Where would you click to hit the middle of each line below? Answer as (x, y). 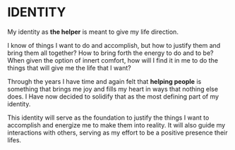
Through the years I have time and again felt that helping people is (104, 81)
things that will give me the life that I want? (70, 68)
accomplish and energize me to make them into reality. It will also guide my (116, 125)
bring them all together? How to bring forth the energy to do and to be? (110, 53)
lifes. (14, 140)
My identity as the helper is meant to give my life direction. (93, 32)
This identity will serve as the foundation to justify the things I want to (108, 118)
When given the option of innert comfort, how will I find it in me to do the (113, 60)
